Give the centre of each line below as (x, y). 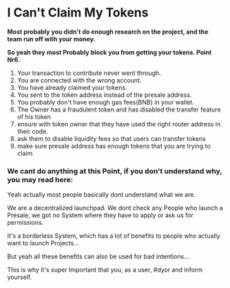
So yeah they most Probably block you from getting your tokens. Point (109, 52)
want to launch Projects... (43, 243)
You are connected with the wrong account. (79, 80)
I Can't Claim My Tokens (78, 13)
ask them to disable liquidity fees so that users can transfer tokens (112, 138)
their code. (32, 131)
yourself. (20, 277)
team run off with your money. (51, 38)
